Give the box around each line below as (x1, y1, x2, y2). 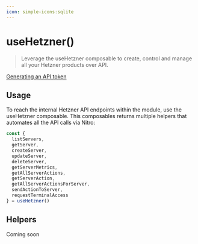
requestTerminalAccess (11, 192, 69, 198)
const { (6, 131, 26, 137)
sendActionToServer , (11, 187, 63, 193)
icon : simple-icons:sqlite (6, 8, 74, 15)
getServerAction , (11, 175, 55, 181)
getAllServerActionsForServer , (11, 181, 90, 187)
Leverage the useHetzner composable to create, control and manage (20, 55, 193, 62)
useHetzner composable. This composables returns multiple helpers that (6, 113, 187, 120)
